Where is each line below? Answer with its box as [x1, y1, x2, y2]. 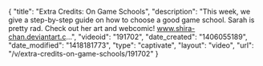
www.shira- [156, 24, 196, 33]
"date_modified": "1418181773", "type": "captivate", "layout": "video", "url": [8, 41, 254, 50]
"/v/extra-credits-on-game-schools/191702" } [8, 49, 159, 58]
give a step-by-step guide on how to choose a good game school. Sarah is [8, 15, 255, 25]
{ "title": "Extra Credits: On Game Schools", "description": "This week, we [8, 7, 251, 16]
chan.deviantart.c [8, 32, 67, 41]
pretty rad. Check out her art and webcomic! [8, 24, 156, 33]
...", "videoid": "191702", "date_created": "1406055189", [65, 32, 248, 41]
